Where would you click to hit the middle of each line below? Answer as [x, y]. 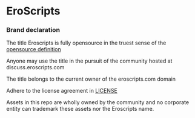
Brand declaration [33, 30]
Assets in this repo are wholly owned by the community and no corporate [98, 102]
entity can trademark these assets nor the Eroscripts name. [80, 109]
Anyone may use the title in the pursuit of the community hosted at [89, 61]
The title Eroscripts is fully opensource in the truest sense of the [86, 43]
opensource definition [34, 49]
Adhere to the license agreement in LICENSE [62, 91]
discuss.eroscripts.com [35, 67]
